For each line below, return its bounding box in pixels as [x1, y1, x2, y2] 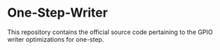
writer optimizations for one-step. [7, 35, 104, 43]
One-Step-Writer [7, 5, 109, 21]
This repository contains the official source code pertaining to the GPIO [7, 28, 213, 36]
